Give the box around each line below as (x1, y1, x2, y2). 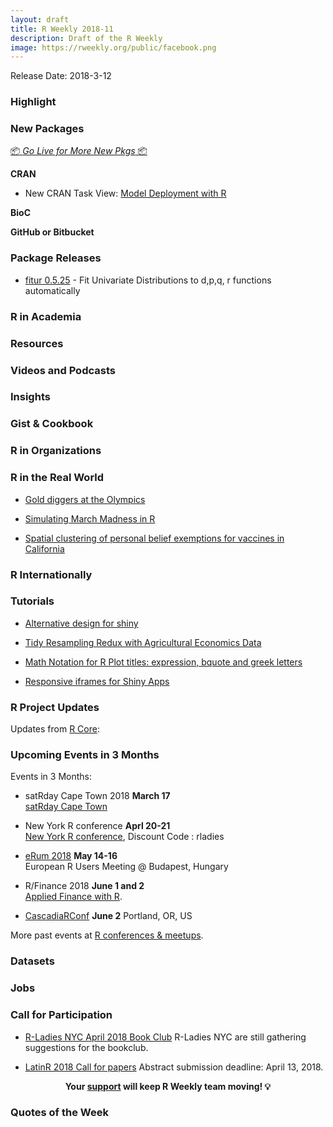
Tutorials (10, 594, 55, 608)
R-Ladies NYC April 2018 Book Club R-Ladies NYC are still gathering (24, 1031, 307, 1043)
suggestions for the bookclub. (24, 1041, 149, 1053)
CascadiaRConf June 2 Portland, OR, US (24, 910, 193, 922)
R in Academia (10, 309, 82, 323)
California (24, 542, 65, 555)
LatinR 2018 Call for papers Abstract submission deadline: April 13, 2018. (24, 1061, 324, 1073)
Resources (10, 336, 64, 350)
